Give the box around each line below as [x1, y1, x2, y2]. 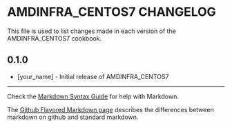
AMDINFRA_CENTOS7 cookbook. [7, 34, 102, 42]
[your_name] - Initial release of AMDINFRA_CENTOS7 [17, 72, 169, 81]
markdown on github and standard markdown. [7, 113, 139, 121]
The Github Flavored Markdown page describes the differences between [7, 105, 214, 114]
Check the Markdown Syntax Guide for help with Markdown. [7, 92, 180, 100]
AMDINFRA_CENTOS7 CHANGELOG [7, 4, 216, 20]
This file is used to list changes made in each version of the [7, 27, 176, 35]
